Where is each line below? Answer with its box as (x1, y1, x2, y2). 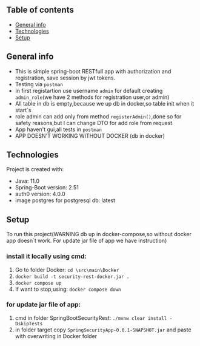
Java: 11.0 (15, 177, 39, 185)
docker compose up (15, 280, 62, 286)
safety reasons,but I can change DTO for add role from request (15, 119, 173, 126)
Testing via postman (15, 80, 64, 87)
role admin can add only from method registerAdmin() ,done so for (15, 112, 182, 120)
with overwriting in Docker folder (15, 332, 98, 339)
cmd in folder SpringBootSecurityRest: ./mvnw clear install (15, 314, 167, 321)
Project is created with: (6, 166, 64, 173)
